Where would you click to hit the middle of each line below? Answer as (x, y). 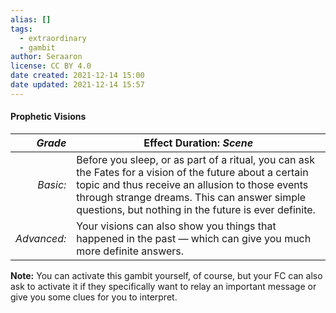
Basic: (52, 184)
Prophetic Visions (48, 117)
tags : (21, 29)
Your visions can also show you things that (176, 226)
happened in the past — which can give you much (194, 238)
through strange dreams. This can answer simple (191, 197)
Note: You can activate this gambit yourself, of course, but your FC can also (166, 275)
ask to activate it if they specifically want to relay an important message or (163, 286)
